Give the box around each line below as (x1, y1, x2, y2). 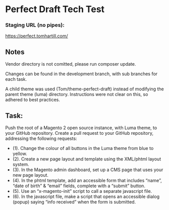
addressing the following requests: (5, 135, 77, 142)
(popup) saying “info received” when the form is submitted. (12, 199, 136, 205)
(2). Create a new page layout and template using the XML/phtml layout (12, 156, 161, 162)
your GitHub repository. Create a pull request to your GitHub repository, (5, 130, 154, 136)
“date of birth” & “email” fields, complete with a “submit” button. (12, 183, 145, 189)
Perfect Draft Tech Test (5, 4, 105, 15)
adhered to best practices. (5, 97, 61, 103)
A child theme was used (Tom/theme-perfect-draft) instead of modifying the (5, 86, 164, 92)
